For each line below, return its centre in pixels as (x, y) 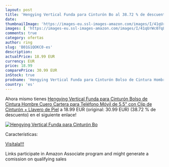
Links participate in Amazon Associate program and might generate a (77, 153)
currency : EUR (20, 61)
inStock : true (20, 75)
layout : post (19, 10)
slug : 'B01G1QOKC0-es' (29, 47)
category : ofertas (24, 38)
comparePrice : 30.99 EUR (31, 71)
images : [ (16, 29)
